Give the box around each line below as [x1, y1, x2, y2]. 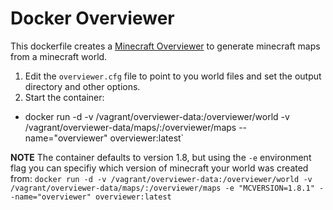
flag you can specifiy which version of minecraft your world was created [10, 162, 309, 174]
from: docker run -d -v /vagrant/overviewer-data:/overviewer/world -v [10, 172, 313, 184]
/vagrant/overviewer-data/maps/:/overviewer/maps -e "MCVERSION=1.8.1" [10, 183, 315, 193]
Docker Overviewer [10, 7, 175, 30]
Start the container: [24, 91, 105, 103]
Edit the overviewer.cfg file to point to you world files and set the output [24, 70, 322, 82]
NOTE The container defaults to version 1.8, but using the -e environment [10, 151, 312, 163]
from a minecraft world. [10, 50, 108, 62]
